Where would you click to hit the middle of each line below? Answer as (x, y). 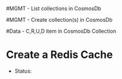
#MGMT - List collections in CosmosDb (54, 8)
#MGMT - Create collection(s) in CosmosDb (59, 20)
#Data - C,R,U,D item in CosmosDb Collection (61, 31)
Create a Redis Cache (60, 55)
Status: (23, 71)
